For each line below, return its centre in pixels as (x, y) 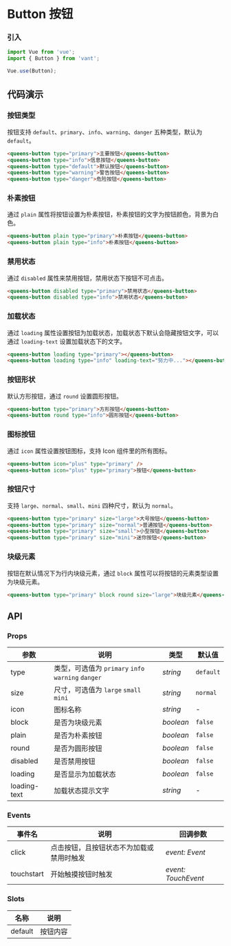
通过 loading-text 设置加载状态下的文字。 (66, 341)
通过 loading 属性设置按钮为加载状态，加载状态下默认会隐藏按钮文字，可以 (113, 332)
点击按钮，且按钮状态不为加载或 (102, 847)
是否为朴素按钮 (78, 736)
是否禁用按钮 (75, 761)
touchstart (27, 874)
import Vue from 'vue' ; (41, 52)
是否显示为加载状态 (85, 774)
